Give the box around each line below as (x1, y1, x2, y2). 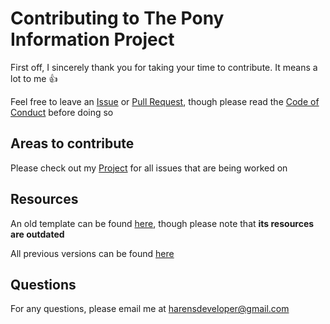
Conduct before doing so (10, 106, 114, 118)
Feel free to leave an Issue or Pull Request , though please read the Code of (10, 95, 320, 107)
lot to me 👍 (10, 72, 58, 84)
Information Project (10, 28, 175, 51)
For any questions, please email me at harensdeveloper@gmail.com (10, 303, 290, 315)
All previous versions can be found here (10, 247, 175, 259)
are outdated (10, 228, 65, 240)
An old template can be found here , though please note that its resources (10, 217, 315, 229)
